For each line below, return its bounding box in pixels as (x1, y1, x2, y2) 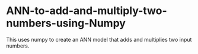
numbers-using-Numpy (6, 16, 126, 30)
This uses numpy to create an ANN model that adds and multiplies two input (6, 36, 192, 43)
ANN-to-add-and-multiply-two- (6, 4, 167, 18)
